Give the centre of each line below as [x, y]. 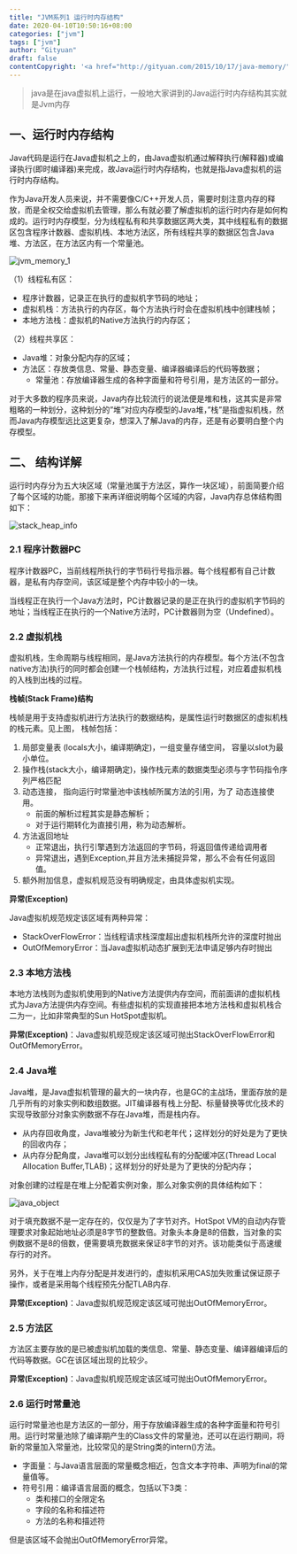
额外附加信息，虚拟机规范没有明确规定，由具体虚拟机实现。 [130, 880]
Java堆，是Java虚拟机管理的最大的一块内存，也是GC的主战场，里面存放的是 [148, 1092]
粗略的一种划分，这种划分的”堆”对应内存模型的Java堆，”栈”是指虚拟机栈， [143, 409]
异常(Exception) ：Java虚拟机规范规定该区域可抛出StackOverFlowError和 [142, 1035]
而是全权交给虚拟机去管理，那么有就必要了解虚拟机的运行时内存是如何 [152, 210]
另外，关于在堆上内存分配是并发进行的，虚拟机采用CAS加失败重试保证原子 [145, 1272]
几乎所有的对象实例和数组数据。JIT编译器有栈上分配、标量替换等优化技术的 [147, 1102]
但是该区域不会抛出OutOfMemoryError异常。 [91, 1540]
